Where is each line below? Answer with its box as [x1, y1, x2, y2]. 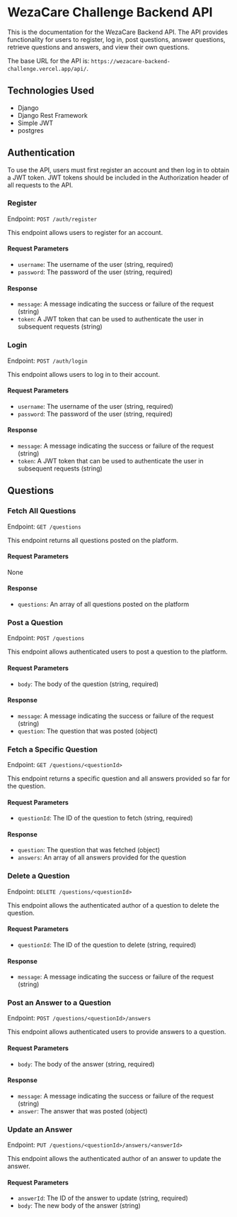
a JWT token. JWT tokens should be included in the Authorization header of [7, 173, 229, 182]
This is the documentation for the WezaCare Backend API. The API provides [7, 28, 229, 36]
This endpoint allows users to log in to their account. [7, 370, 161, 378]
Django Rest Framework [17, 111, 88, 119]
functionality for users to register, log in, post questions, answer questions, [7, 35, 226, 43]
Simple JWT [17, 119, 54, 127]
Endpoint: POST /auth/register [7, 214, 98, 223]
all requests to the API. [7, 180, 74, 189]
